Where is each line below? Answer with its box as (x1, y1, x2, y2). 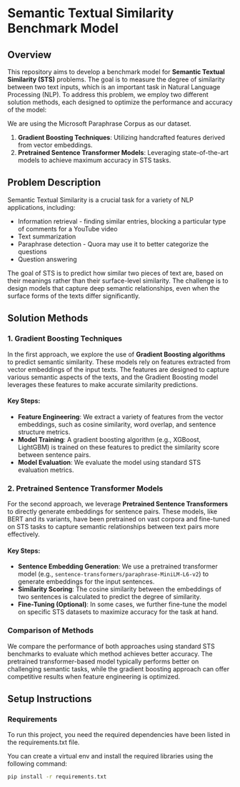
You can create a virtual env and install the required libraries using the (7, 752, 214, 761)
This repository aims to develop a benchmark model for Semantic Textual (7, 68, 225, 76)
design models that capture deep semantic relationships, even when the (7, 284, 220, 292)
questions (17, 247, 48, 256)
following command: (7, 759, 68, 768)
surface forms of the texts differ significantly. (7, 291, 141, 300)
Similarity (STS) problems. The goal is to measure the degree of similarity (7, 75, 225, 84)
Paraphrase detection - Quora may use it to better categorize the (17, 239, 209, 248)
